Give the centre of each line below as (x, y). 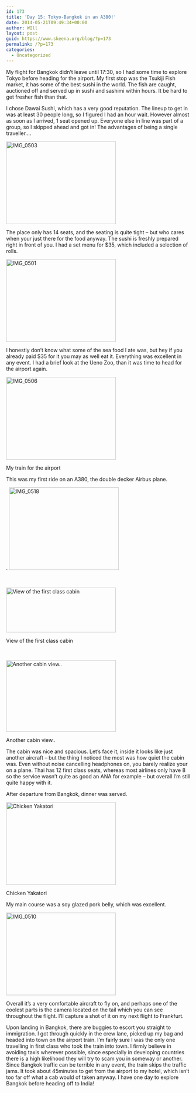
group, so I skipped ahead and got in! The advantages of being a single (92, 127)
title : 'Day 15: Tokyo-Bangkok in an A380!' (61, 17)
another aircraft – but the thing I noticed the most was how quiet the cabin (95, 757)
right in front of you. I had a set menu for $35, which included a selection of (97, 245)
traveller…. (19, 133)
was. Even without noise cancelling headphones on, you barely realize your (97, 764)
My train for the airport (33, 468)
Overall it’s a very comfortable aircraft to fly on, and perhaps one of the (92, 1003)
